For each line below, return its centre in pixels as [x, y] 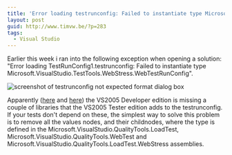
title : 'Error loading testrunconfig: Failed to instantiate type [105, 13]
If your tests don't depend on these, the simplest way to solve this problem [114, 115]
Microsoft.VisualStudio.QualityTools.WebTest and [77, 137]
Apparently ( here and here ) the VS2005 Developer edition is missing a [107, 100]
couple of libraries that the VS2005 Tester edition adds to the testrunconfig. [115, 107]
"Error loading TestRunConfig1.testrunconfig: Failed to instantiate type [107, 66]
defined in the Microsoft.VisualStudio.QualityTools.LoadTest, [93, 130]
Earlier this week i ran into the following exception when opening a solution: [115, 59]
